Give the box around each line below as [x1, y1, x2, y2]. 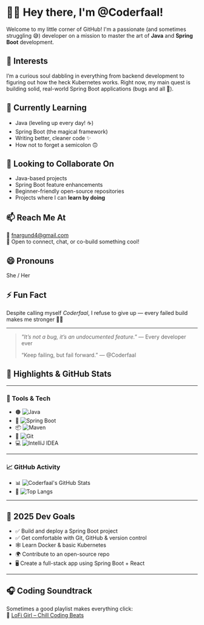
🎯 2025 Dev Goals [6, 511, 75, 521]
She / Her [6, 272, 30, 279]
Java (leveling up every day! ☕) [15, 119, 94, 126]
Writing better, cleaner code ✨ [15, 134, 91, 141]
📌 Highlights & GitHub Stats [6, 369, 112, 379]
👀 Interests [6, 56, 49, 66]
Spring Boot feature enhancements [15, 181, 103, 189]
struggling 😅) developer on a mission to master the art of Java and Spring [6, 32, 193, 39]
